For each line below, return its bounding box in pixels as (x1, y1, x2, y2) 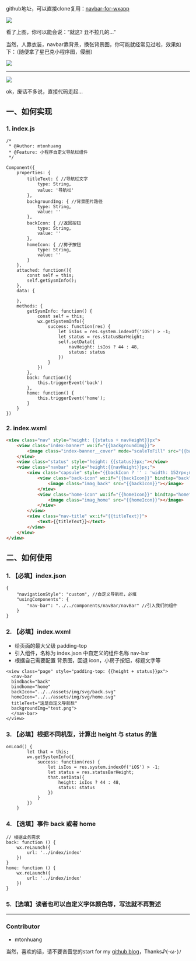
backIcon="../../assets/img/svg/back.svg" (11, 689, 116, 694)
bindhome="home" (11, 683, 51, 690)
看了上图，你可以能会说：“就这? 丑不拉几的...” (6, 29, 116, 35)
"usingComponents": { (16, 597, 69, 603)
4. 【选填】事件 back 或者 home (6, 820, 96, 828)
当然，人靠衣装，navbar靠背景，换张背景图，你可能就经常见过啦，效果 (6, 41, 176, 48)
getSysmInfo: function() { (27, 308, 93, 314)
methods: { (16, 303, 43, 309)
